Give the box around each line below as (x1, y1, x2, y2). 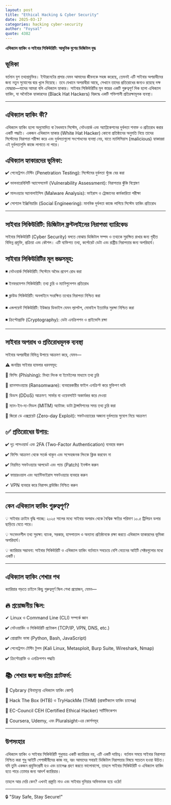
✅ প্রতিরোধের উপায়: (5, 428, 49, 437)
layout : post (5, 7, 33, 13)
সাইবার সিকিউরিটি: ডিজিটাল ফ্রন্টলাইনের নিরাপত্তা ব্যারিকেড (5, 220, 128, 229)
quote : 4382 (5, 31, 31, 36)
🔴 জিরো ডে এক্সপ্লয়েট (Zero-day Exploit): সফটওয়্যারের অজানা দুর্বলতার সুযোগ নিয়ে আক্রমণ (5, 413, 147, 419)
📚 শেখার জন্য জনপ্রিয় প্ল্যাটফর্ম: (5, 671, 72, 680)
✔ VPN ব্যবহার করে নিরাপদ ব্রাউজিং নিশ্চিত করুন (5, 482, 78, 488)
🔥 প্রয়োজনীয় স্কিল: (5, 601, 45, 610)
